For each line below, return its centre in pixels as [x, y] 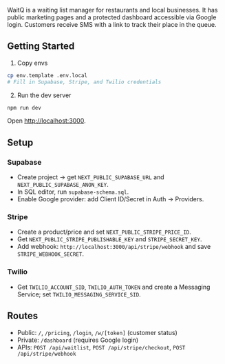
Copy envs [32, 63]
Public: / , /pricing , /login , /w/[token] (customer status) [97, 332]
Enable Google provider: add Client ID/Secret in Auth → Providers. [110, 199]
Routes [23, 316]
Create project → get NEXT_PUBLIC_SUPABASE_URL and [90, 177]
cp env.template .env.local [47, 75]
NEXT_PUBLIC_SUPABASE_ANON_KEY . [63, 185]
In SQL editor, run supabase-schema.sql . [73, 192]
